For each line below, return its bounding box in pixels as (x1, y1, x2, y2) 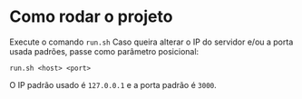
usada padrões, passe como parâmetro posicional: (9, 45, 200, 56)
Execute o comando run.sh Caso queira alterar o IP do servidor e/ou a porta (9, 36, 294, 47)
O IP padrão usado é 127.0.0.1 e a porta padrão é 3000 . (9, 79, 217, 90)
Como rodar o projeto (9, 6, 173, 27)
